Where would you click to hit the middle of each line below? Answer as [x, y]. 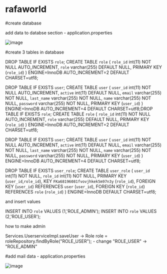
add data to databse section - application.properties [59, 32]
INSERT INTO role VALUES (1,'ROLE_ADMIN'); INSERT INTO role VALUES [81, 211]
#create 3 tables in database [34, 52]
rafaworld [26, 9]
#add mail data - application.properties [45, 256]
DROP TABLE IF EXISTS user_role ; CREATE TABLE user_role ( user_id [77, 170]
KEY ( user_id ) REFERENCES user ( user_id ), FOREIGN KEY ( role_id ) [75, 186]
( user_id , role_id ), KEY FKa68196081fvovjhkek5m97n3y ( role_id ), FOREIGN [80, 181]
